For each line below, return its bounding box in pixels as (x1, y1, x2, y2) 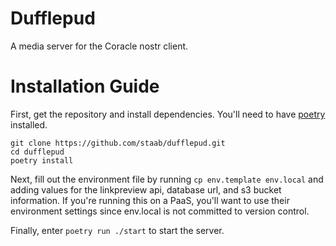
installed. (10, 118, 48, 131)
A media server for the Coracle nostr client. (10, 40, 189, 52)
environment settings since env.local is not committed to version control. (10, 205, 310, 217)
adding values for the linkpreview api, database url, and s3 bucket (10, 183, 282, 196)
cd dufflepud (10, 147, 65, 157)
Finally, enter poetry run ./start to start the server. (10, 224, 225, 236)
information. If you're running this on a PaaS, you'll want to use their (10, 194, 290, 206)
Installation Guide (10, 75, 160, 98)
